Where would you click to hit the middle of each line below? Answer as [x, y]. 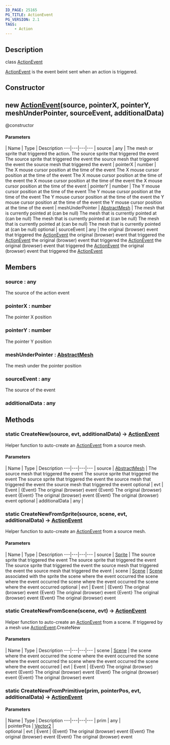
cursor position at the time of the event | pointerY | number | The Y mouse [83, 186]
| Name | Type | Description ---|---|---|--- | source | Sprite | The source [80, 554]
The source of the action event [38, 293]
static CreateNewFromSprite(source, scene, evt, [66, 514]
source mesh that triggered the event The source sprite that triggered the [82, 474]
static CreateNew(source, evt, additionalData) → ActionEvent [82, 434]
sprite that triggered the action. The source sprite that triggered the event [82, 154]
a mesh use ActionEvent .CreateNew [43, 627]
